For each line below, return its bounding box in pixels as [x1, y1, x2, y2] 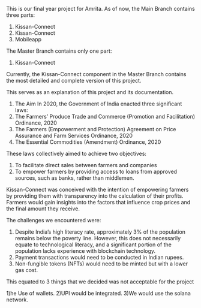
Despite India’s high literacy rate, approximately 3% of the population [14, 228, 186, 235]
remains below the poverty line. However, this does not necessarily [14, 235, 181, 241]
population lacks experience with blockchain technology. [14, 247, 156, 254]
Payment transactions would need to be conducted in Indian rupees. [14, 254, 184, 261]
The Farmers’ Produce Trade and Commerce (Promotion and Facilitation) [14, 113, 196, 120]
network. [6, 296, 29, 303]
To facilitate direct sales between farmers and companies [14, 162, 157, 168]
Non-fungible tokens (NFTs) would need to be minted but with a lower [14, 260, 188, 267]
